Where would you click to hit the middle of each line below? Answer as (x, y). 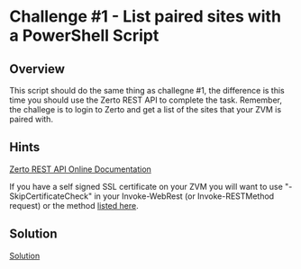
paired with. (32, 119)
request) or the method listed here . (74, 205)
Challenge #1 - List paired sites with (146, 17)
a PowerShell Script (84, 36)
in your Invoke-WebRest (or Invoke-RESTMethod (184, 196)
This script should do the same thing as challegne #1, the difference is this (147, 90)
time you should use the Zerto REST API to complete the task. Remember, (146, 100)
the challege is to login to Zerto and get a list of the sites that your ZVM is (146, 109)
